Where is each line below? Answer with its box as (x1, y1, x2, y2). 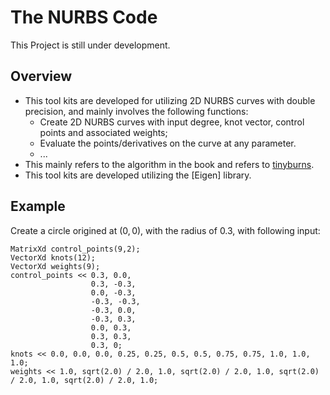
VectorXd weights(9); (10, 261, 101, 271)
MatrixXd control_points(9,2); (10, 244, 141, 254)
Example (10, 198, 66, 215)
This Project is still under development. (10, 39, 171, 51)
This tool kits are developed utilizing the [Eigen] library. (24, 169, 252, 181)
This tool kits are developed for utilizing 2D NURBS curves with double (24, 94, 316, 106)
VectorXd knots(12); (10, 252, 97, 263)
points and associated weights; (39, 126, 168, 138)
